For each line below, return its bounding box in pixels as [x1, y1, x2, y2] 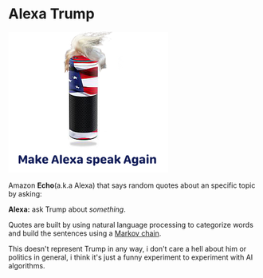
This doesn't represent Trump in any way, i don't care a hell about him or [8, 244, 247, 253]
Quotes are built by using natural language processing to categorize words [8, 220, 253, 229]
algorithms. [8, 260, 45, 270]
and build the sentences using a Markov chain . [8, 228, 162, 238]
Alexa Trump [8, 5, 95, 23]
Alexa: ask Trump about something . [8, 205, 126, 214]
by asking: [8, 189, 42, 198]
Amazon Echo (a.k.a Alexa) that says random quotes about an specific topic [8, 181, 256, 190]
